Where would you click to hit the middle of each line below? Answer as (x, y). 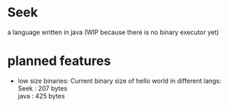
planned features (59, 61)
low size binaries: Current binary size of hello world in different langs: (120, 81)
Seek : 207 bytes (42, 88)
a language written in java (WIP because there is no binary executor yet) (113, 32)
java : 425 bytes (41, 96)
